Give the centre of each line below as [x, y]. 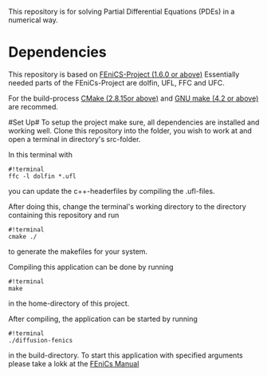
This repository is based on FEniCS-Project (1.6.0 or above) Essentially [124, 74]
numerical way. [33, 20]
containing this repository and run [64, 215]
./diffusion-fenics [41, 340]
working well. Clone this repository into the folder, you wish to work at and [130, 130]
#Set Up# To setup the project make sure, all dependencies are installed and [134, 122]
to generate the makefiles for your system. [78, 251]
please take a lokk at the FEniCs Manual [74, 363]
